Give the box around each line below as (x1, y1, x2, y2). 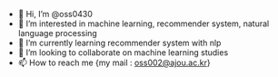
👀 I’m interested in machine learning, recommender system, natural (17, 18, 270, 29)
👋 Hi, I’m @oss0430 (17, 9, 94, 19)
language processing (17, 28, 97, 38)
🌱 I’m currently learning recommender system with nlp (17, 37, 222, 48)
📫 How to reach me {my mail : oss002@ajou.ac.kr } (17, 57, 211, 68)
